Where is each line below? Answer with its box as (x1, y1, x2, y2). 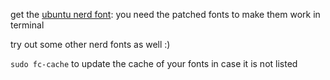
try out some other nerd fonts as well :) (10, 39, 171, 50)
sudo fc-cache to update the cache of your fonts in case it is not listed (10, 58, 298, 69)
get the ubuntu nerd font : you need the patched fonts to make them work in (10, 9, 321, 20)
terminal (10, 19, 45, 31)
